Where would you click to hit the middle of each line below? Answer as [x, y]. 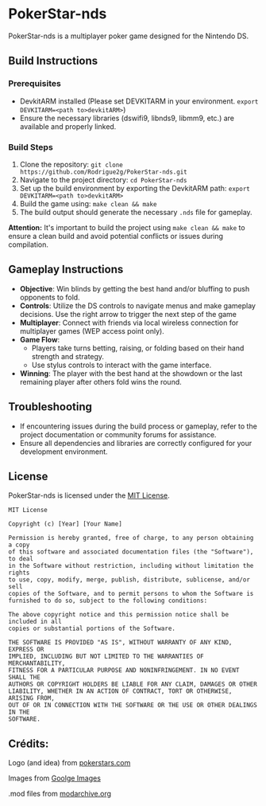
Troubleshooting [50, 407]
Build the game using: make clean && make [88, 203]
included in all [35, 622]
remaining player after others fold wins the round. [101, 381]
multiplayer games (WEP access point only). [92, 331]
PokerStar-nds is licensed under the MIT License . [89, 495]
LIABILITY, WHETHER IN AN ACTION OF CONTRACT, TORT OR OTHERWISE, [120, 691]
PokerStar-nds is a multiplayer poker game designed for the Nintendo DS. [129, 36]
